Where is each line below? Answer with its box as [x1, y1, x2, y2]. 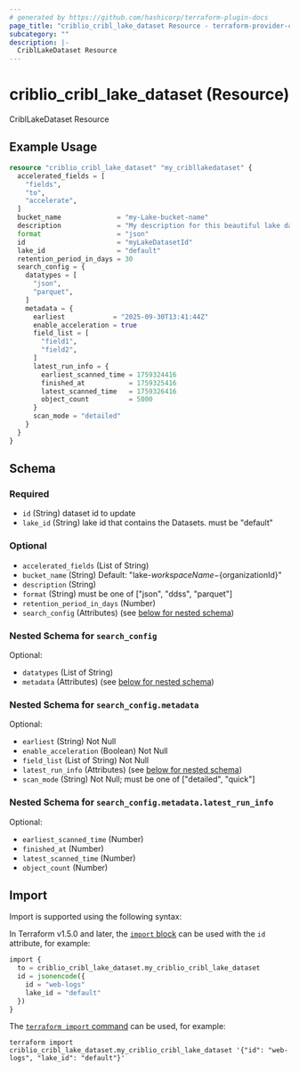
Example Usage [9, 140, 98, 155]
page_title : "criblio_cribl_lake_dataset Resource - [9, 21, 209, 30]
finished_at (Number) [21, 843, 104, 854]
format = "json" [17, 229, 149, 239]
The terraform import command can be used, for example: [9, 1021, 226, 1032]
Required [9, 487, 50, 499]
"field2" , [41, 345, 77, 354]
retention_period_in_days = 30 [17, 255, 133, 264]
